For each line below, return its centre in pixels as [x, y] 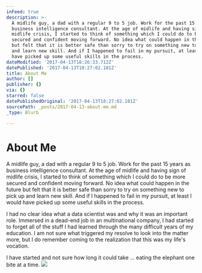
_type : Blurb [23, 112]
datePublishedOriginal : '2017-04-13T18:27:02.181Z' [72, 101]
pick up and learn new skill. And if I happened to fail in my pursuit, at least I [99, 196]
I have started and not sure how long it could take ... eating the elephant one [101, 258]
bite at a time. [23, 265]
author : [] [20, 79]
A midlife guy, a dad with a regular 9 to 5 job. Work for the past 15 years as [99, 164]
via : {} [16, 90]
